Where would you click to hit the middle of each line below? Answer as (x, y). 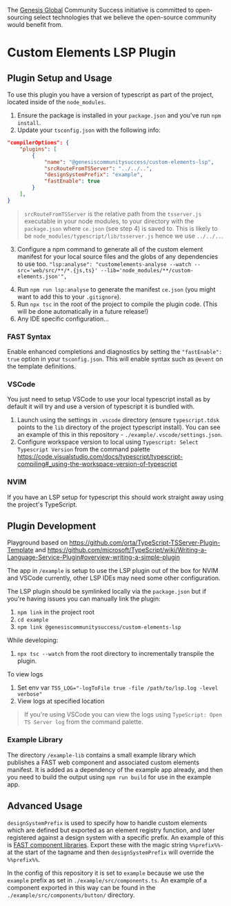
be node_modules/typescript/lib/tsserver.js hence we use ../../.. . (123, 236)
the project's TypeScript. (42, 504)
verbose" (30, 695)
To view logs (25, 674)
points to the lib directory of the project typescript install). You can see (119, 427)
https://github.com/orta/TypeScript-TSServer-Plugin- (144, 542)
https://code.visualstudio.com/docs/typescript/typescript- (100, 457)
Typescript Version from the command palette (83, 449)
